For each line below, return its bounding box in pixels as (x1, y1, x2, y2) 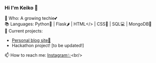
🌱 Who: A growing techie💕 (4, 16, 57, 21)
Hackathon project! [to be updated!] (11, 43, 84, 48)
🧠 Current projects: (4, 28, 43, 34)
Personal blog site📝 (11, 37, 51, 43)
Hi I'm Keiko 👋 (4, 4, 38, 11)
